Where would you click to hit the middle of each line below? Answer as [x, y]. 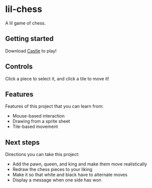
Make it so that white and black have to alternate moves [70, 175]
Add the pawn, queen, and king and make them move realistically [80, 164]
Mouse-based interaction [38, 116]
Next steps [22, 142]
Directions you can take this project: [42, 154]
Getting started [29, 39]
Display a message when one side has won [57, 180]
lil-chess [24, 9]
